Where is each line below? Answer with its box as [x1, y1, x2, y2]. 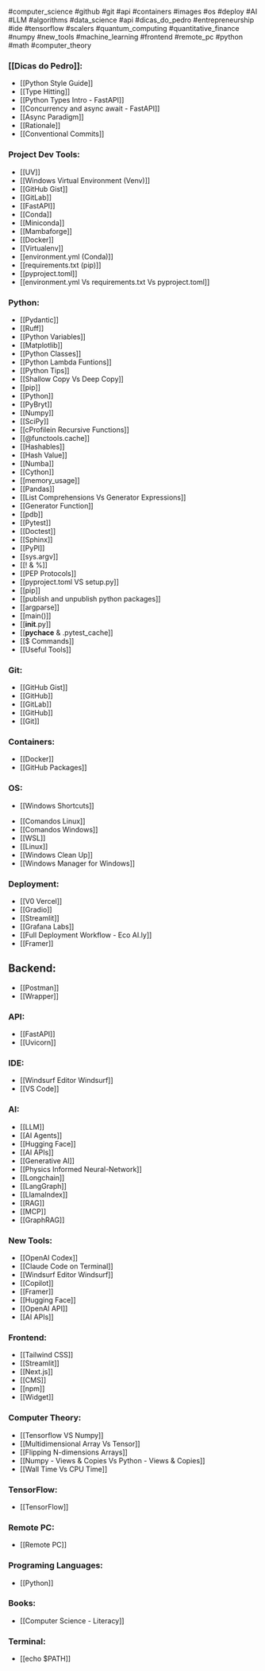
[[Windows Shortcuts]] [19, 800, 94, 810]
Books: [8, 1598, 36, 1609]
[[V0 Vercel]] [19, 897, 63, 906]
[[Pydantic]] [19, 314, 60, 325]
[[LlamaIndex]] [19, 1190, 68, 1199]
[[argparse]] [19, 602, 60, 612]
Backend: [8, 962, 56, 976]
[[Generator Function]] [19, 501, 94, 510]
